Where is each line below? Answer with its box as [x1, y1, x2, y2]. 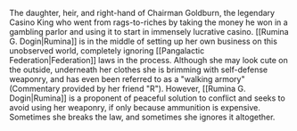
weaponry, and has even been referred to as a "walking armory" [9, 74, 245, 84]
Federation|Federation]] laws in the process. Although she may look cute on [9, 55, 288, 65]
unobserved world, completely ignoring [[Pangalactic [9, 45, 205, 56]
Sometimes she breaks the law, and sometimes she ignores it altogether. [9, 111, 276, 122]
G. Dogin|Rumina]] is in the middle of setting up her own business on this [9, 36, 278, 46]
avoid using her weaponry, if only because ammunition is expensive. [9, 102, 260, 112]
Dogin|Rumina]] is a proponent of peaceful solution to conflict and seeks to [9, 93, 285, 103]
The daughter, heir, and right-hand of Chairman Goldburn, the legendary [9, 8, 275, 18]
